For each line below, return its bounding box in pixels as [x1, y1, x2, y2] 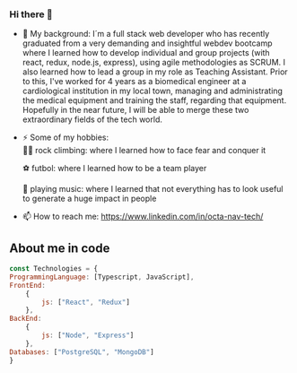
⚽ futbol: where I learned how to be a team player [22, 163, 207, 174]
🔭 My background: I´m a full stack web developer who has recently [22, 29, 270, 39]
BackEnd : [9, 314, 42, 324]
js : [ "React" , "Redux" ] [41, 298, 130, 307]
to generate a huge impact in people [22, 193, 157, 204]
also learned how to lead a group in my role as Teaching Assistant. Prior [22, 66, 289, 77]
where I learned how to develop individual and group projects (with [22, 48, 271, 58]
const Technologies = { [9, 265, 99, 273]
